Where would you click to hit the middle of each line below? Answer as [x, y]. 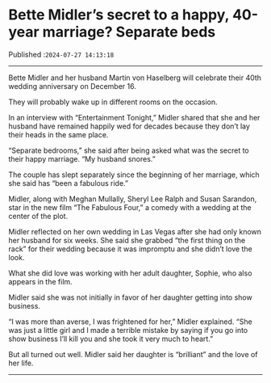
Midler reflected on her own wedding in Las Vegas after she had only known [135, 231]
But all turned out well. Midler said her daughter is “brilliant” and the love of [133, 354]
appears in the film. [40, 281]
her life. [21, 363]
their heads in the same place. [58, 134]
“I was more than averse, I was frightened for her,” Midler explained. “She [130, 322]
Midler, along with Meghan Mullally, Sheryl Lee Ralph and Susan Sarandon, [133, 199]
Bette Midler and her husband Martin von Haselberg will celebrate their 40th [135, 78]
